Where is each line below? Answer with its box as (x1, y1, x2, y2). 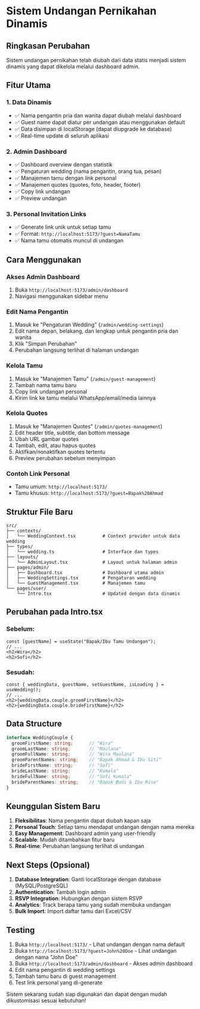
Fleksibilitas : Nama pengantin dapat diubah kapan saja (14, 817, 151, 824)
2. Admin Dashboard (6, 147, 67, 156)
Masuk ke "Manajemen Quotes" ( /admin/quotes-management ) (14, 423, 163, 430)
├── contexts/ (6, 528, 42, 534)
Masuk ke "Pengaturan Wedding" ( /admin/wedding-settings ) (14, 321, 164, 329)
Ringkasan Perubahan (6, 41, 90, 51)
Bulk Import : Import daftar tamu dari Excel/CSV (14, 908, 132, 915)
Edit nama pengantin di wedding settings (14, 966, 115, 973)
